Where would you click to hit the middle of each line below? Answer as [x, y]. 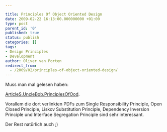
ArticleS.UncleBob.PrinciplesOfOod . [43, 94]
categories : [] [21, 42]
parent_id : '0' [21, 28]
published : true [22, 33]
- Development [20, 56]
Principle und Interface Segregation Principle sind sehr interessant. [75, 115]
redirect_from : [21, 66]
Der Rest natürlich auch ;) [32, 124]
